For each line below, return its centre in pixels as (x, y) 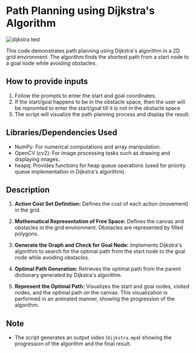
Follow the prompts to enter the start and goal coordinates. (85, 95)
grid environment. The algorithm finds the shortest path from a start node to (97, 57)
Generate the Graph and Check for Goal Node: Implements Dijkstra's (98, 245)
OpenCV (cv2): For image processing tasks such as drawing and (92, 153)
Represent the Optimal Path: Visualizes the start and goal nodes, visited (102, 286)
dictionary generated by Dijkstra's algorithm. (68, 275)
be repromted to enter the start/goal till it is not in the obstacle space (97, 108)
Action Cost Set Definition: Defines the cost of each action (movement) (101, 204)
